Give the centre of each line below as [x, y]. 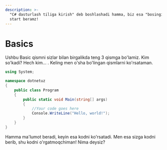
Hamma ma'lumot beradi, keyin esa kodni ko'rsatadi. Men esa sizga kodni [80, 137]
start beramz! [24, 19]
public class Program [36, 90]
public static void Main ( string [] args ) [65, 99]
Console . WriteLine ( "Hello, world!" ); [71, 113]
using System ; [20, 72]
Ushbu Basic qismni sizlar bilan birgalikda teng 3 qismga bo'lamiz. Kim [77, 57]
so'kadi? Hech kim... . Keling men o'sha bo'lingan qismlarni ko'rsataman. [79, 63]
